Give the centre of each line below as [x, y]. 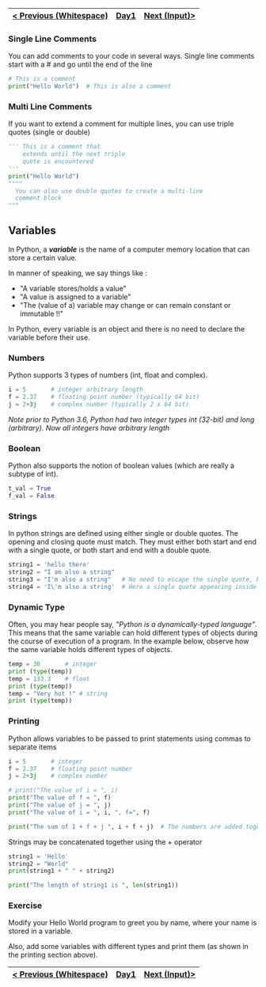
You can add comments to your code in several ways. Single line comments [131, 56]
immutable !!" [42, 314]
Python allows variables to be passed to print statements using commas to [129, 738]
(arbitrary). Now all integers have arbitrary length [89, 427]
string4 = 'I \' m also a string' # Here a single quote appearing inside [133, 587]
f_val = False [32, 496]
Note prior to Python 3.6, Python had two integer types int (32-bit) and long [131, 419]
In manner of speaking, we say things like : [78, 273]
